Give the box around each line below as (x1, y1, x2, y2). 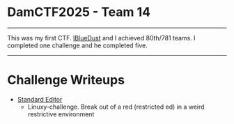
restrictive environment (27, 109, 95, 118)
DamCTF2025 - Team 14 (7, 4, 151, 20)
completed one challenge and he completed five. (7, 41, 148, 49)
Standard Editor (17, 95, 63, 103)
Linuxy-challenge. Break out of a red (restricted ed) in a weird (27, 102, 205, 111)
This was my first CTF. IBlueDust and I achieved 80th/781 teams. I (7, 33, 196, 42)
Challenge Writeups (7, 72, 125, 88)
